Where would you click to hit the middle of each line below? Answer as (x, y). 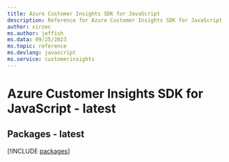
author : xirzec (29, 27)
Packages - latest (46, 134)
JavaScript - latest (62, 108)
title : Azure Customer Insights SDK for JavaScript (84, 14)
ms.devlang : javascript (42, 53)
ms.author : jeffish (35, 33)
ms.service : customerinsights (51, 59)
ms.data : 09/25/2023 (37, 40)
